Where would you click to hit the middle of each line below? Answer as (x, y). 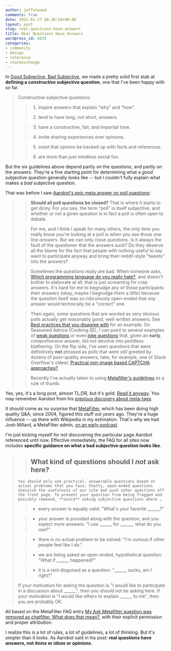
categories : (18, 43)
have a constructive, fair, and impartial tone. (84, 127)
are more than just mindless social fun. (79, 157)
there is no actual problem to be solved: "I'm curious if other (101, 540)
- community (18, 48)
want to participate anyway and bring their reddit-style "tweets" (97, 256)
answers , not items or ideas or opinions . (49, 643)
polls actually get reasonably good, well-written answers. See (95, 319)
